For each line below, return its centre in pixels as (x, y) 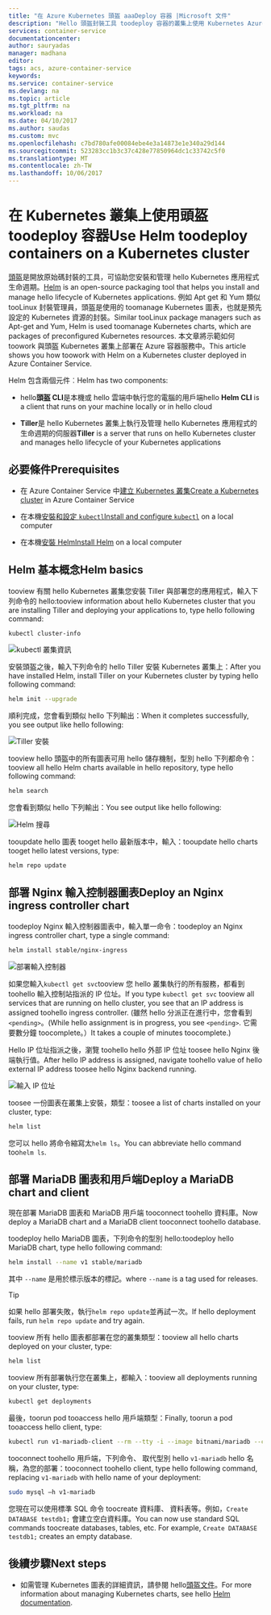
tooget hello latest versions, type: (64, 851)
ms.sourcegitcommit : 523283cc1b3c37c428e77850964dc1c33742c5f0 (117, 151)
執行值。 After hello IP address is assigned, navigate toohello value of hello (139, 1060)
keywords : (25, 76)
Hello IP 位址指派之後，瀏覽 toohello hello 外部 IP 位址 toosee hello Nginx (129, 1050)
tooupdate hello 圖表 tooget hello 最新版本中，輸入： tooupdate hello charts (133, 842)
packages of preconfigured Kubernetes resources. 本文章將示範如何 (122, 336)
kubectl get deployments (50, 1402)
